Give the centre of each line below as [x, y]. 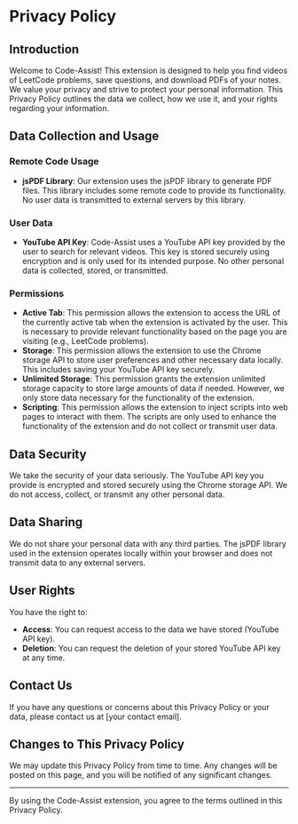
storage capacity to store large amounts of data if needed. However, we [153, 388]
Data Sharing [46, 522]
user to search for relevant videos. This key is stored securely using [146, 252]
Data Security [48, 454]
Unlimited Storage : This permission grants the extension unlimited [144, 379]
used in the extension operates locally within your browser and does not [141, 553]
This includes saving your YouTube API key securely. [118, 370]
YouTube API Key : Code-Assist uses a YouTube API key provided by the [153, 242]
